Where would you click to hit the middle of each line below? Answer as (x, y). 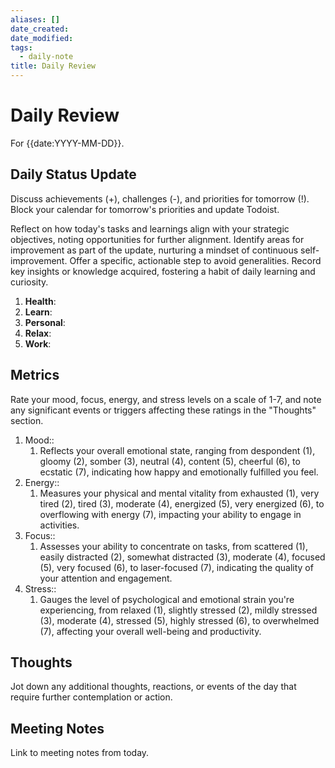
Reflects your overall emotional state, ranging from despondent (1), (177, 450)
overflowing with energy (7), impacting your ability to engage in (170, 514)
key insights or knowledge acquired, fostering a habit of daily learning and (163, 271)
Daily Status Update (73, 174)
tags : (21, 47)
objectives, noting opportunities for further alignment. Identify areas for (157, 239)
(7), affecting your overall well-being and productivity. (150, 631)
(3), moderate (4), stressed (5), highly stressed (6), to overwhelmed (179, 620)
